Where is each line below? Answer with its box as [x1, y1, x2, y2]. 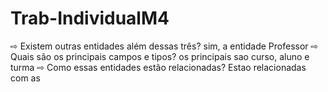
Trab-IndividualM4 [10, 7, 170, 30]
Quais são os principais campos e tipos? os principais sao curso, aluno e [10, 50, 310, 62]
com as [10, 72, 41, 84]
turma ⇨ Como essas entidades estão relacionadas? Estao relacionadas [10, 61, 307, 73]
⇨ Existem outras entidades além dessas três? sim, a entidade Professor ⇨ [10, 40, 319, 52]
